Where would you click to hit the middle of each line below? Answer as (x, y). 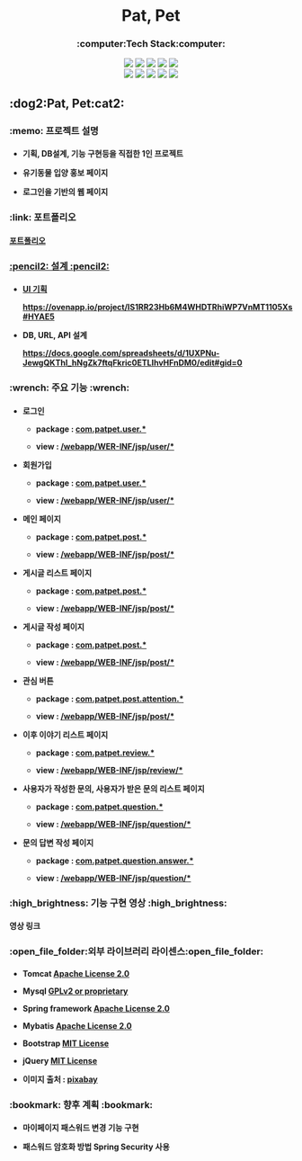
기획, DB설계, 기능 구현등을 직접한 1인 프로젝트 (103, 154)
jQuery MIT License (60, 1060)
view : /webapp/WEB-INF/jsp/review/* (109, 770)
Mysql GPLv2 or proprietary (75, 991)
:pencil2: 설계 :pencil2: (59, 266)
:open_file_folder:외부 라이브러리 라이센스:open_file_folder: (137, 951)
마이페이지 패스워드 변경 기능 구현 (80, 1128)
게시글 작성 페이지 (53, 627)
